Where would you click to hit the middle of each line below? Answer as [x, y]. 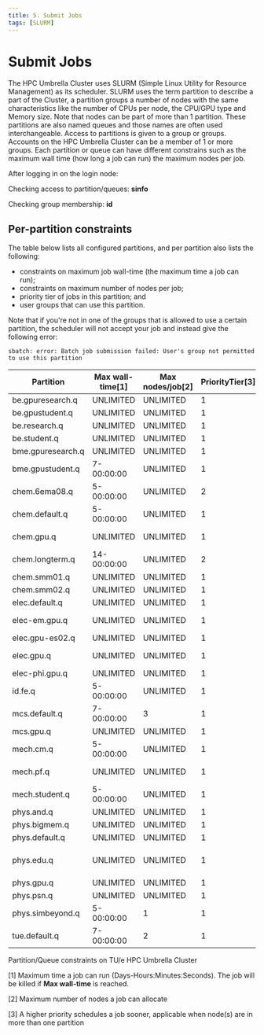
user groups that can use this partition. [82, 305]
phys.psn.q [33, 896]
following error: [33, 337]
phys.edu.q [33, 860]
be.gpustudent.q [42, 413]
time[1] [114, 387]
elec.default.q [37, 602]
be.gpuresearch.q [45, 400]
